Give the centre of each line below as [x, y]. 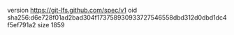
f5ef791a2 [22, 25]
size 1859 [51, 25]
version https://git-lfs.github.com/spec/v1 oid [72, 10]
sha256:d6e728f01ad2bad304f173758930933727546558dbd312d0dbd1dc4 [117, 17]
